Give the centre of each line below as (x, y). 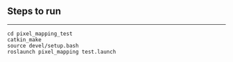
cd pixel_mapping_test (40, 34)
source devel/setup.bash (43, 45)
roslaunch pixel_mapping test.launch (62, 52)
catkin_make (24, 40)
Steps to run (34, 11)
